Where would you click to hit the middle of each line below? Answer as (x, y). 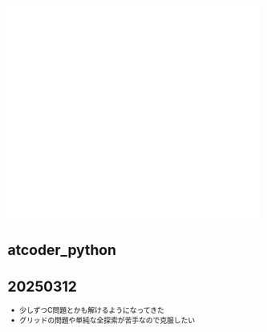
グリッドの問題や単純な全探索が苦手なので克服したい (107, 320)
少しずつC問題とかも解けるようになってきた (92, 310)
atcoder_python (62, 250)
